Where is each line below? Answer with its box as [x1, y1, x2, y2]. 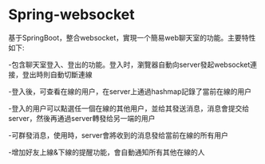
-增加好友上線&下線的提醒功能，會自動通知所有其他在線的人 [8, 147, 205, 157]
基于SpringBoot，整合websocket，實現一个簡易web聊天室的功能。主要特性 [8, 33, 256, 42]
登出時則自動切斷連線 [22, 69, 93, 79]
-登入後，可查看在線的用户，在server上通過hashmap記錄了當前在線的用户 [8, 86, 252, 96]
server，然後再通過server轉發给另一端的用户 [8, 113, 156, 123]
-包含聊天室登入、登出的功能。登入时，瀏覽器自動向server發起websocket [8, 60, 251, 69]
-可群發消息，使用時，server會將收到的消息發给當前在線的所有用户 [8, 130, 229, 140]
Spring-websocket [8, 6, 135, 24]
